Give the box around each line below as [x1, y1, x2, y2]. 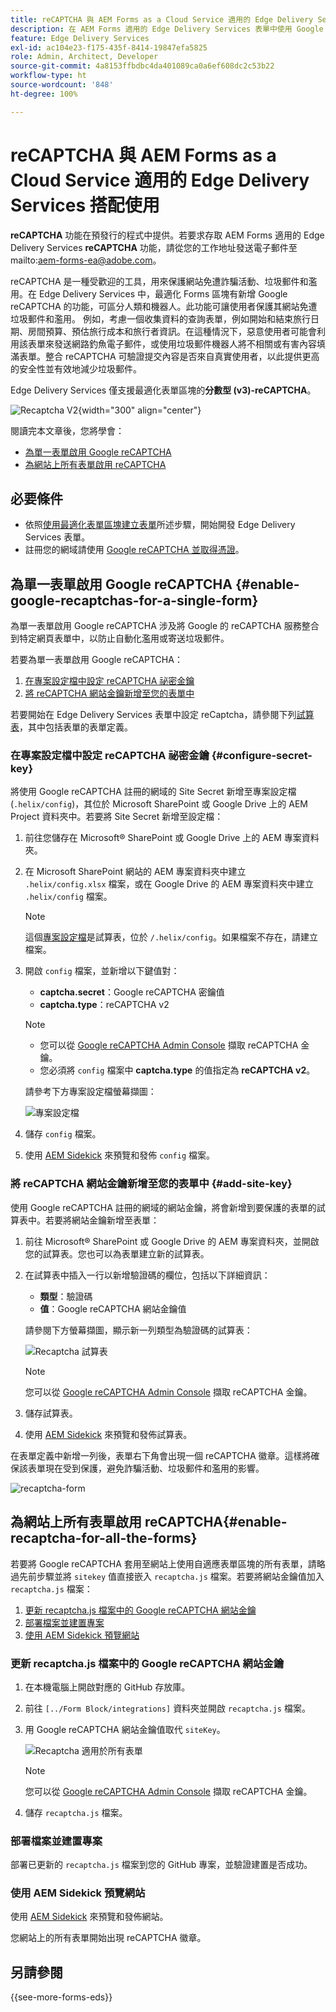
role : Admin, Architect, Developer [10, 52, 159, 62]
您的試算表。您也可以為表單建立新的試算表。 [24, 1247, 210, 1260]
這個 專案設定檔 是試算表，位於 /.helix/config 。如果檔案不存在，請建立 [24, 931, 318, 943]
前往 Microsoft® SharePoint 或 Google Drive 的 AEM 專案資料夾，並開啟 [24, 1235, 320, 1247]
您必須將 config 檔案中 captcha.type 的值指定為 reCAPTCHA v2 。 [39, 1064, 316, 1076]
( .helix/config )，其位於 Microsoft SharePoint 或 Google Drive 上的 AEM [10, 798, 308, 810]
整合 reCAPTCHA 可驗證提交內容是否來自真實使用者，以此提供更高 [44, 350, 320, 362]
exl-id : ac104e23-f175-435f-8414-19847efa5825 [10, 42, 208, 53]
